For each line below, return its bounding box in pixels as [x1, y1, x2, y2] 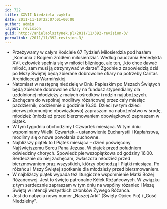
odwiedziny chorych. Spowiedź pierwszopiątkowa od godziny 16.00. [12, 150, 154, 156]
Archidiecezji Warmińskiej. [12, 76, 67, 82]
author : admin [5, 21, 35, 27]
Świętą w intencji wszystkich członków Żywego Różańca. [12, 187, 131, 193]
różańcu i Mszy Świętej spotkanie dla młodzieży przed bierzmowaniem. [12, 166, 160, 172]
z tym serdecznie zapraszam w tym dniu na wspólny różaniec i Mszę [12, 182, 155, 188]
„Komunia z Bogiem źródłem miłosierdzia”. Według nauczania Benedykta [12, 54, 162, 60]
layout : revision [5, 26, 41, 31]
